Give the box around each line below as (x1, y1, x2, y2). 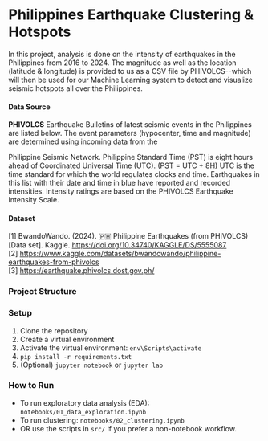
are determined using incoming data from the (8, 137, 158, 146)
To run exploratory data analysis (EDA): (19, 398, 150, 407)
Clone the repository (19, 325, 88, 335)
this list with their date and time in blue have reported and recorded (8, 178, 231, 188)
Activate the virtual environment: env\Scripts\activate (19, 343, 202, 353)
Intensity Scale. (8, 195, 59, 205)
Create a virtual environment (19, 334, 115, 344)
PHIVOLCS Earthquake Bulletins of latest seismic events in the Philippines (8, 120, 253, 129)
